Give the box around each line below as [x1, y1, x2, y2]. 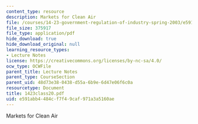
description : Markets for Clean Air [6, 14, 96, 20]
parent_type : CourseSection [6, 74, 75, 80]
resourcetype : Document [6, 85, 65, 91]
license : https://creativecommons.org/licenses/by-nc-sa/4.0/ [6, 58, 162, 63]
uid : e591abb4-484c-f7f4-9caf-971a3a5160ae [6, 96, 115, 102]
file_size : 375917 [6, 25, 51, 31]
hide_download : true [6, 36, 57, 42]
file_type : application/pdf [6, 31, 75, 36]
